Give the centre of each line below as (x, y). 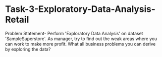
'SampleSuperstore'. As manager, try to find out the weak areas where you (81, 39)
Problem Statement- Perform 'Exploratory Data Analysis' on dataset (74, 33)
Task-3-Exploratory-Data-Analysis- (80, 9)
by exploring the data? (28, 49)
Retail (17, 20)
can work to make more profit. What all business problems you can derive (81, 44)
